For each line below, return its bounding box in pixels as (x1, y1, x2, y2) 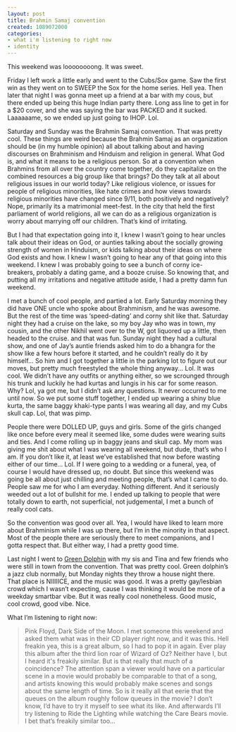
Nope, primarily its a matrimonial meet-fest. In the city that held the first (7, 202, 215, 210)
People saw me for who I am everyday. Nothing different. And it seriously (7, 483, 220, 490)
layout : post (7, 10, 46, 18)
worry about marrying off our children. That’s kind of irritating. (7, 217, 188, 225)
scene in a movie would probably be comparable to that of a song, (24, 672, 218, 680)
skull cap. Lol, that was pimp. (7, 409, 92, 417)
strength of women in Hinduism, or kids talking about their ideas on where (7, 246, 222, 254)
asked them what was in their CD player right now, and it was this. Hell (24, 635, 229, 643)
